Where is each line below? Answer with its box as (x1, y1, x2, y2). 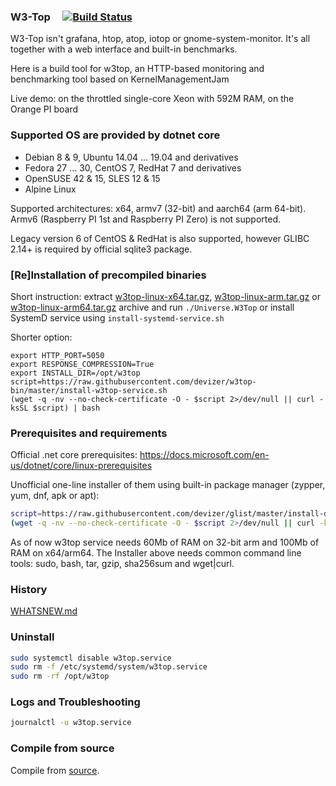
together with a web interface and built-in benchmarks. (10, 43, 238, 55)
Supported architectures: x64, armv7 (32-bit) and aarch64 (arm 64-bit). (10, 202, 307, 214)
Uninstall (10, 630, 55, 644)
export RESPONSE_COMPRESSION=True (10, 359, 155, 369)
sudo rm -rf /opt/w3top (10, 671, 110, 682)
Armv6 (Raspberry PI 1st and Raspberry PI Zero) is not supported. (10, 213, 281, 225)
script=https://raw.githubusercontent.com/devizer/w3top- (10, 376, 257, 387)
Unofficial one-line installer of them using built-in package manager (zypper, (10, 479, 326, 491)
